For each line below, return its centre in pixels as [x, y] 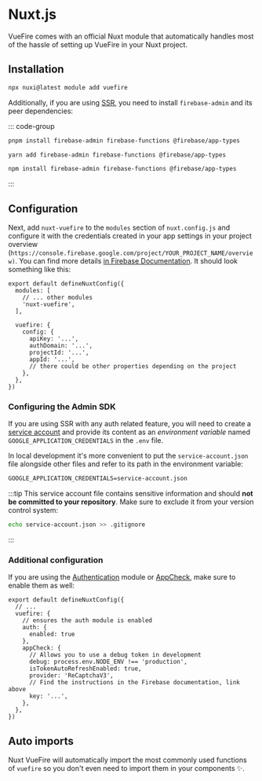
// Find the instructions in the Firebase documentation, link [135, 683]
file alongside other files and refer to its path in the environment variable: [126, 464]
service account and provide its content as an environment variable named [129, 432]
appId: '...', [52, 359]
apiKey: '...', [54, 339]
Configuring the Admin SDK [62, 407]
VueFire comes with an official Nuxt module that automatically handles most [131, 36]
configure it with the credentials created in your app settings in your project [130, 236]
